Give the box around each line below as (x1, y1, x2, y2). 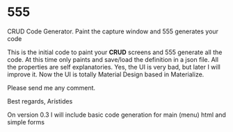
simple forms (7, 117, 45, 126)
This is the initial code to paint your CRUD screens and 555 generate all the (7, 48, 223, 56)
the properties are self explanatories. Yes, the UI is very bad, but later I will (7, 63, 220, 71)
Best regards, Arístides (7, 97, 73, 105)
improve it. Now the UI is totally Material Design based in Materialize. (7, 70, 204, 79)
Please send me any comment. (7, 83, 96, 92)
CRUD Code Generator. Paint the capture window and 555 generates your (7, 27, 219, 35)
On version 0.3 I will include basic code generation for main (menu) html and (7, 110, 226, 119)
